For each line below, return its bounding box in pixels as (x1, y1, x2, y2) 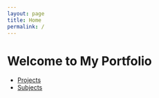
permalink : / (7, 23, 45, 30)
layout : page (7, 10, 45, 17)
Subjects (17, 83, 43, 92)
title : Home (7, 17, 41, 24)
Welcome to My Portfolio (7, 53, 152, 69)
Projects (17, 76, 41, 84)
